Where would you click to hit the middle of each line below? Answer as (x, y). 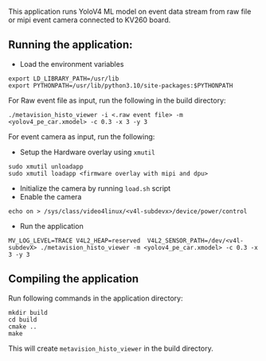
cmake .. (23, 326)
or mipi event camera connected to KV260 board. (90, 20)
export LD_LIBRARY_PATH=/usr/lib (64, 79)
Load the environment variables (72, 64)
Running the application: (70, 45)
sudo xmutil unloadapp (46, 166)
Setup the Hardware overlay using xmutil (87, 152)
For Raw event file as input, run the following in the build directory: (117, 100)
